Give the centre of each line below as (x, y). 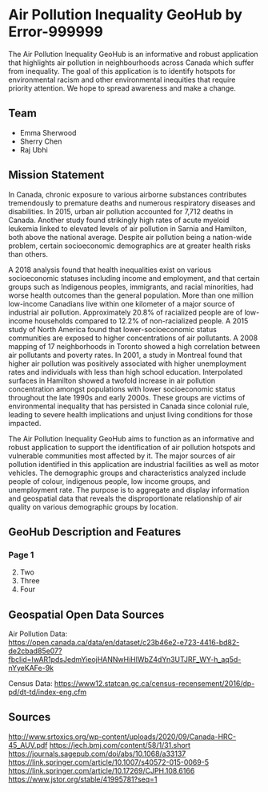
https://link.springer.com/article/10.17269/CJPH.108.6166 (102, 770)
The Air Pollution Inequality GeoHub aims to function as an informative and (131, 438)
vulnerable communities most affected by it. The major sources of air (122, 456)
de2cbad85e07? (35, 651)
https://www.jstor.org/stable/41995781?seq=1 (83, 779)
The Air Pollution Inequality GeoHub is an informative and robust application (133, 54)
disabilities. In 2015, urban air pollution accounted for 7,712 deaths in (121, 211)
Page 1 (21, 554)
